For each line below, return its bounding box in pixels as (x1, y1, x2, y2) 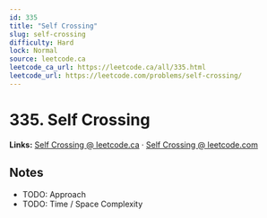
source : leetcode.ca (9, 54, 87, 63)
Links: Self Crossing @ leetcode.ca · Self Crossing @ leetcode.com (9, 139, 258, 150)
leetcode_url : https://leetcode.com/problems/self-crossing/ (9, 71, 243, 80)
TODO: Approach (22, 189, 87, 199)
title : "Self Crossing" (9, 21, 99, 30)
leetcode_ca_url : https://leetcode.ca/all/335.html (9, 63, 206, 72)
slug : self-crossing (9, 29, 87, 38)
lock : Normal (9, 46, 58, 55)
